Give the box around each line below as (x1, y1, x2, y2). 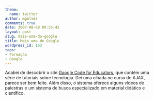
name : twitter (9, 12, 38, 16)
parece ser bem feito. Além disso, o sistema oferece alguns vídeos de (5, 80, 144, 86)
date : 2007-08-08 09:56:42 (5, 25, 60, 30)
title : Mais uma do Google (5, 39, 60, 43)
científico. (5, 90, 25, 96)
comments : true (5, 20, 36, 26)
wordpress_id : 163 (5, 43, 42, 48)
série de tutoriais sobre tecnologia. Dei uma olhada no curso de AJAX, (5, 75, 145, 81)
